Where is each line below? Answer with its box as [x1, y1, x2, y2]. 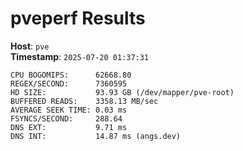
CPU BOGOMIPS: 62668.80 [10, 70, 132, 80]
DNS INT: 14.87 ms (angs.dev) [10, 131, 182, 141]
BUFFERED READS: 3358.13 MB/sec [10, 96, 159, 106]
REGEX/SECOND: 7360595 [10, 78, 128, 89]
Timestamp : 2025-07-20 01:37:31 [10, 50, 150, 62]
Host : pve [10, 40, 50, 52]
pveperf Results [10, 7, 146, 30]
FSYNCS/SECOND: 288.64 [10, 113, 123, 124]
